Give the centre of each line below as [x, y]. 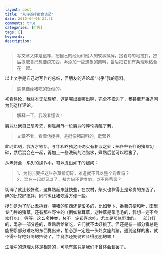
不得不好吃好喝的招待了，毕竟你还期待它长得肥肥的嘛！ [60, 236]
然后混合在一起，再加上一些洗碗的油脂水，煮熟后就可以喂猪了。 [77, 152]
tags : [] [14, 32]
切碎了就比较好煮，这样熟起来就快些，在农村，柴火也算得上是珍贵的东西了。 [81, 189]
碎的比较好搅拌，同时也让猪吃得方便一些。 [48, 196]
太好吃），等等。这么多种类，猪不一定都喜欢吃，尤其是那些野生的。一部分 [78, 218]
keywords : [15, 37]
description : [18, 41]
